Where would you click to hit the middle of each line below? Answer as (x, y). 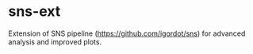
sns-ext (34, 12)
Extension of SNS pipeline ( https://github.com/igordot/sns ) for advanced (127, 33)
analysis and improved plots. (55, 41)
